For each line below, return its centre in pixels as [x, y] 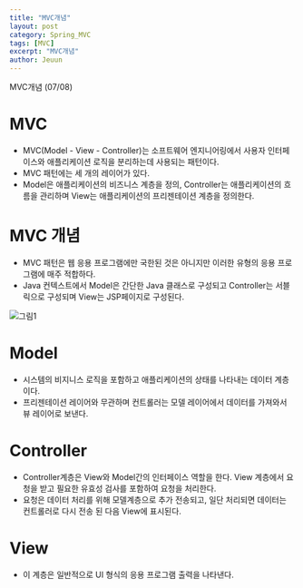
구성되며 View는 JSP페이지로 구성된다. [115, 297]
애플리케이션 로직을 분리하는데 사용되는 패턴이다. [133, 162]
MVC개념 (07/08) [41, 87]
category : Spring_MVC [50, 34]
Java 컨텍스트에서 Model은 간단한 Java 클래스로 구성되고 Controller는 [148, 285]
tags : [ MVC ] [32, 43]
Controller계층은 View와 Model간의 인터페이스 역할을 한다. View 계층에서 [153, 476]
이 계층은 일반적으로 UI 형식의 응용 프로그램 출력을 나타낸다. [128, 574]
